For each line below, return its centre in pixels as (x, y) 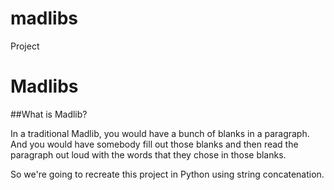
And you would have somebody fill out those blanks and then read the (154, 144)
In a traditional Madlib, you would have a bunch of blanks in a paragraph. (160, 133)
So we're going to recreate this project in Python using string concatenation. (167, 174)
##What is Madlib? (49, 114)
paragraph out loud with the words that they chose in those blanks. (148, 154)
